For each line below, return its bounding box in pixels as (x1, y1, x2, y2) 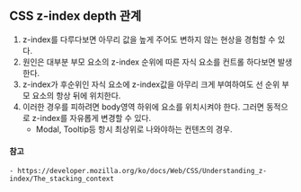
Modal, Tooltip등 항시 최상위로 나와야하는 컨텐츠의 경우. (35, 124, 233, 135)
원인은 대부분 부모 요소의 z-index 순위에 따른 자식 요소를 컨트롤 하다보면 (22, 57, 276, 67)
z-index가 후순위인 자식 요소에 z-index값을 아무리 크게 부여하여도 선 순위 (22, 79, 280, 90)
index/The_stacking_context (9, 174, 115, 184)
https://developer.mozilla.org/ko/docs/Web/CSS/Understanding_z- (17, 167, 268, 176)
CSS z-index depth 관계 (9, 8, 142, 24)
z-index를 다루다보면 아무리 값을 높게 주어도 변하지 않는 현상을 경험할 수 (22, 34, 276, 45)
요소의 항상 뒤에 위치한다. (31, 90, 121, 100)
